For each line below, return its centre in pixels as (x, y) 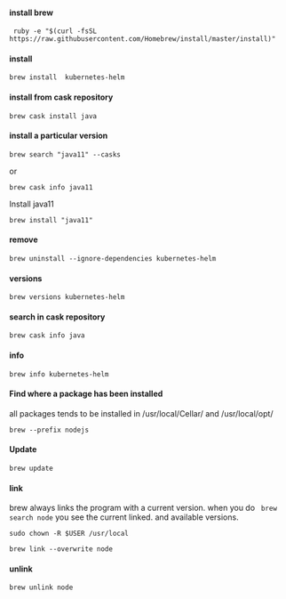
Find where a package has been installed (86, 394)
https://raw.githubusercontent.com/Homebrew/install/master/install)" (143, 39)
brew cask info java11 (51, 187)
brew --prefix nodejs (49, 430)
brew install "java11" (51, 220)
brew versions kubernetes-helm (67, 297)
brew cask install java (53, 116)
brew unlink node (41, 587)
